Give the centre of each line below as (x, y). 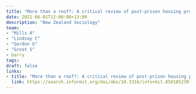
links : (14, 71)
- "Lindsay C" (23, 39)
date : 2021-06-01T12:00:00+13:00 (47, 17)
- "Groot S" (20, 50)
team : (13, 28)
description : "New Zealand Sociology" (53, 22)
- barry (15, 55)
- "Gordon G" (22, 44)
